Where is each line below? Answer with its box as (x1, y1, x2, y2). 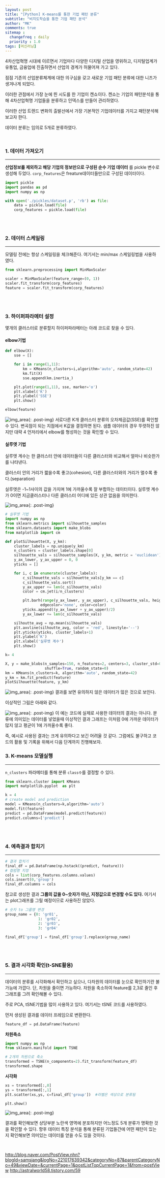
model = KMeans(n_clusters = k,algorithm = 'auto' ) (5, 802, 105, 807)
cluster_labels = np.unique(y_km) (14, 544, 84, 549)
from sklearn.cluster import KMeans (5, 779, 80, 784)
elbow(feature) (5, 407, 36, 412)
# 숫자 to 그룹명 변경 (5, 907, 44, 913)
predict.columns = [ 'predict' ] (5, 816, 65, 820)
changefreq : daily (9, 35, 50, 40)
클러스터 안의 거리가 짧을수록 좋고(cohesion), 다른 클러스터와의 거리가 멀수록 (5, 470, 153, 476)
